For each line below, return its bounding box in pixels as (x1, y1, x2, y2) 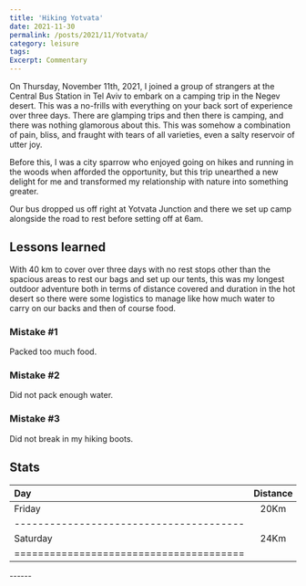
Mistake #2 (9, 369, 61, 382)
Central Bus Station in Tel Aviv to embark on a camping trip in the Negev (9, 90, 280, 101)
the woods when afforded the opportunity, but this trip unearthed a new (9, 166, 279, 177)
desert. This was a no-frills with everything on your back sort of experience (9, 100, 293, 110)
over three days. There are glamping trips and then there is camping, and (9, 110, 284, 120)
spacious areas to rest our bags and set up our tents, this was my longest (9, 273, 285, 284)
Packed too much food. (9, 346, 97, 357)
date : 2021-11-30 (9, 22, 76, 31)
